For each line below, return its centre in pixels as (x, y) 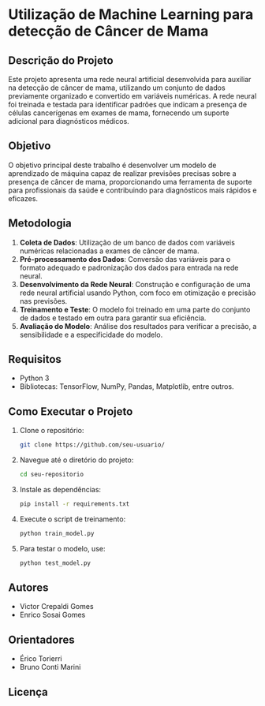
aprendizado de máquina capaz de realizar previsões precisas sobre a (122, 173)
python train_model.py (57, 533)
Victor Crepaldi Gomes (56, 607)
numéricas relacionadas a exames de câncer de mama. (109, 251)
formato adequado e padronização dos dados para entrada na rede (129, 267)
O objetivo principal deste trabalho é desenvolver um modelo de (112, 165)
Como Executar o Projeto (71, 411)
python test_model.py (55, 563)
